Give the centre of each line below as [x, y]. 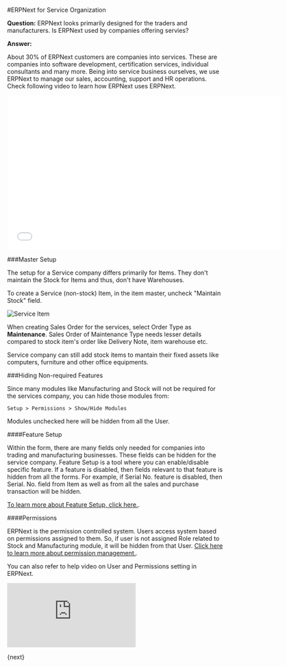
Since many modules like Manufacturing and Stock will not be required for [111, 389]
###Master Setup [32, 259]
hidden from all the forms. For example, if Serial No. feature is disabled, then [115, 477]
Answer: [20, 43]
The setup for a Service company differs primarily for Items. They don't [108, 273]
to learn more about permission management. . [73, 553]
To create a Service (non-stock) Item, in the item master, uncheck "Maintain [114, 293]
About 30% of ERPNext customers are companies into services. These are [112, 57]
